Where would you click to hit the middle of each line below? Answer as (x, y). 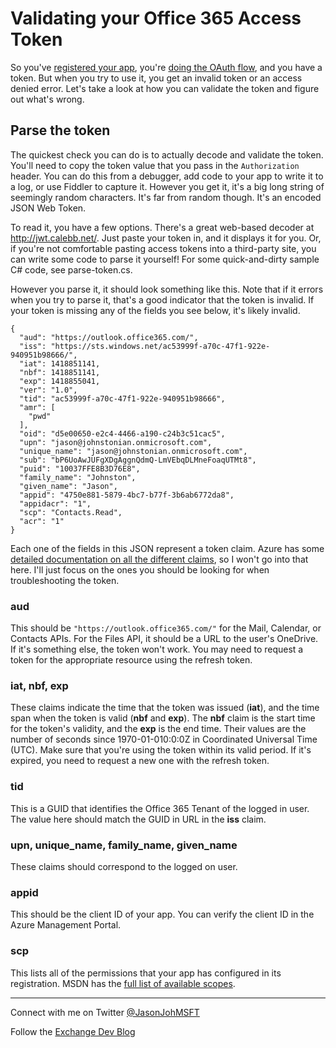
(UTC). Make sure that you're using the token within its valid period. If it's (161, 750)
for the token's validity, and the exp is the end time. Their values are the (158, 729)
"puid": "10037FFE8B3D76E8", (80, 468)
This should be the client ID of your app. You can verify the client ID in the (162, 914)
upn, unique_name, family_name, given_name (124, 845)
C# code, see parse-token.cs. (71, 269)
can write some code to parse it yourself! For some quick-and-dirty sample (165, 259)
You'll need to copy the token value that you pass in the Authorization (155, 165)
